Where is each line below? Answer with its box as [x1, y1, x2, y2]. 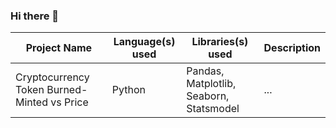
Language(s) [113, 35, 176, 49]
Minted [15, 95, 48, 109]
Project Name [25, 41, 93, 55]
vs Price [50, 95, 89, 109]
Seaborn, [186, 89, 230, 103]
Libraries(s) [191, 35, 249, 49]
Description [263, 41, 321, 55]
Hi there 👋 [10, 9, 60, 23]
